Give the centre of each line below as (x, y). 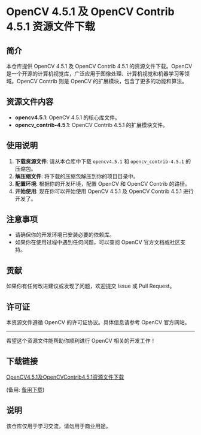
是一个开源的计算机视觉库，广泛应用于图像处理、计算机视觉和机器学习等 (95, 74)
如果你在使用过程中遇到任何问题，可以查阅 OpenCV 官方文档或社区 (98, 242)
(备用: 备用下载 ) (25, 389)
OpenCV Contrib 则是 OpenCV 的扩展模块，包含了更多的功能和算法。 (102, 81)
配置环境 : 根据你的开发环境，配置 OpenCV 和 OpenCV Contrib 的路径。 (102, 183)
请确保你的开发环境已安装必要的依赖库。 (65, 235)
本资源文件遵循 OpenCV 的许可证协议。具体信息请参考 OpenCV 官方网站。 (98, 322)
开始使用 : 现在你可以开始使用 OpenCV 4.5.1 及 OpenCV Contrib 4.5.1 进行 (104, 191)
